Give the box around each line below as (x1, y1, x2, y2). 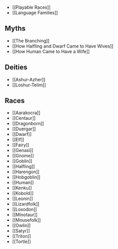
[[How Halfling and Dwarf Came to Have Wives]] (12, 43, 113, 49)
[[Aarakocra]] (12, 110, 41, 116)
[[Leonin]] (12, 195, 33, 202)
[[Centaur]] (12, 115, 36, 121)
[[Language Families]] (12, 10, 58, 16)
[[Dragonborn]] (12, 121, 44, 127)
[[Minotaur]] (12, 212, 37, 218)
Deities (5, 63, 28, 72)
